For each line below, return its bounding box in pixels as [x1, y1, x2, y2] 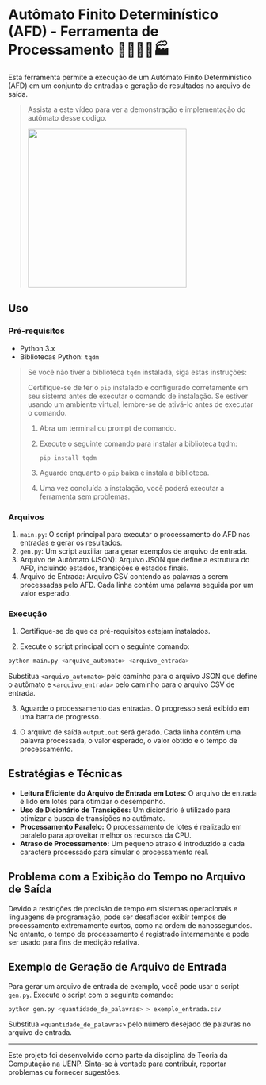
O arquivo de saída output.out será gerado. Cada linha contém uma [19, 727, 241, 737]
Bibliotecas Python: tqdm [19, 351, 100, 362]
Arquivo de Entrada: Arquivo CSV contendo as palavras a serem [19, 571, 229, 581]
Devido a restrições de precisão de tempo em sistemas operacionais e [8, 903, 238, 913]
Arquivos [8, 512, 45, 523]
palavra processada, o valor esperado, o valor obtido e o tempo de [19, 736, 237, 746]
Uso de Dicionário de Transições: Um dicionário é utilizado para [19, 805, 231, 815]
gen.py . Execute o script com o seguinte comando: [8, 990, 173, 999]
